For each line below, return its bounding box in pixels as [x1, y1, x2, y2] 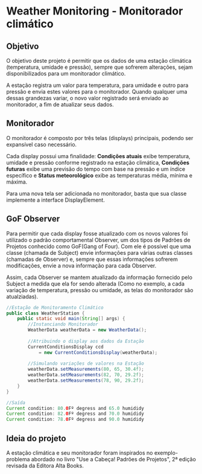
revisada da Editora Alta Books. [6, 462, 84, 469]
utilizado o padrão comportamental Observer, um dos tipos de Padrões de [6, 236, 191, 243]
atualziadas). [6, 293, 38, 300]
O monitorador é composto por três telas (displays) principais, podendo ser [6, 134, 194, 141]
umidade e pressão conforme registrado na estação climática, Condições [6, 159, 190, 166]
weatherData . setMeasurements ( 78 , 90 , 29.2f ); [28, 377, 145, 383]
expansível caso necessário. [6, 141, 77, 148]
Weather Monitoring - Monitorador [6, 4, 183, 18]
